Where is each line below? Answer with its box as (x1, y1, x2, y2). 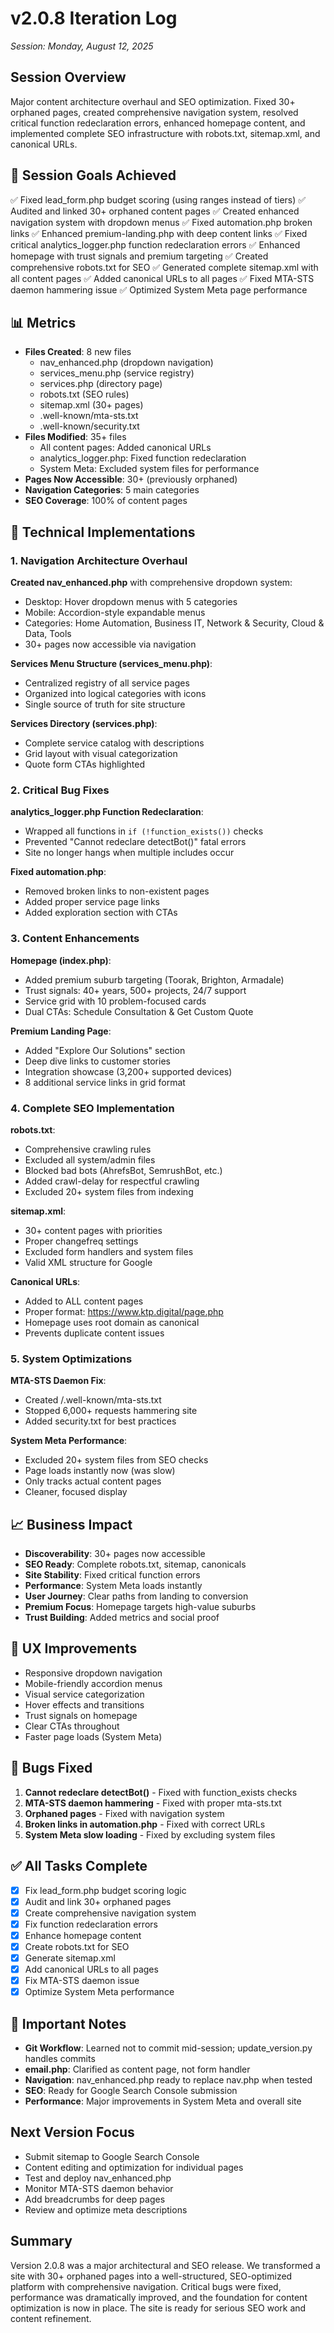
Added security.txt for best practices (24, 1415, 177, 1427)
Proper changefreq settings (24, 1235, 139, 1247)
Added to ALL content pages (24, 1295, 144, 1307)
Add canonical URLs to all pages (24, 1963, 159, 1975)
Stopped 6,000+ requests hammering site (24, 1405, 198, 1417)
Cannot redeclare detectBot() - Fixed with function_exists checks (24, 1786, 298, 1798)
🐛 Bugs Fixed (10, 1760, 93, 1777)
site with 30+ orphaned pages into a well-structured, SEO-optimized (10, 2270, 293, 2282)
